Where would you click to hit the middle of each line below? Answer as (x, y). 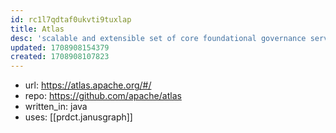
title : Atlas (37, 29)
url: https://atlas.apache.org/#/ (88, 85)
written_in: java (56, 107)
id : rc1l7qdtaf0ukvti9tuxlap (71, 19)
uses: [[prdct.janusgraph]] (78, 117)
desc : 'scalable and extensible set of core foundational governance (158, 38)
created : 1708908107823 (60, 57)
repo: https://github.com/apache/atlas (103, 96)
